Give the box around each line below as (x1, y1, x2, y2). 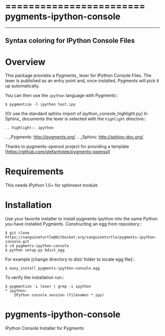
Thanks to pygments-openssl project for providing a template (5, 144, 129, 150)
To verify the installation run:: (5, 275, 64, 280)
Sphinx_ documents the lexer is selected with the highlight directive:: (5, 116, 146, 122)
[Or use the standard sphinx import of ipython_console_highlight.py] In (5, 111, 148, 117)
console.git (5, 239, 29, 244)
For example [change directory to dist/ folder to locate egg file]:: (5, 256, 135, 262)
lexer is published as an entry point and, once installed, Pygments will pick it (5, 78, 160, 84)
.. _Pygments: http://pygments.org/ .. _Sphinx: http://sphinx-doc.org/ (5, 134, 144, 140)
